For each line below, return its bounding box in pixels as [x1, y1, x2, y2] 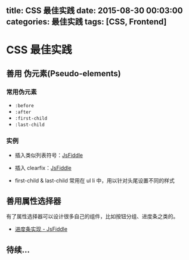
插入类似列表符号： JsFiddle [14, 151, 83, 159]
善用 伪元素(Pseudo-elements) [6, 68, 121, 79]
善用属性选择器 [6, 196, 61, 206]
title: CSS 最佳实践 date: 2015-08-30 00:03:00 [6, 5, 183, 16]
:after [14, 109, 32, 115]
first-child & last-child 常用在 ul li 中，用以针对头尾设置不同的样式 [14, 177, 175, 184]
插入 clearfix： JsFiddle [14, 164, 72, 171]
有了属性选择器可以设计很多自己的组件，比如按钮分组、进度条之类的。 [6, 213, 179, 220]
